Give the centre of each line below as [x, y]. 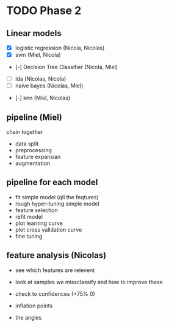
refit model [29, 216]
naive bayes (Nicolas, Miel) [49, 86]
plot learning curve [39, 223]
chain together [25, 132]
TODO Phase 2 [44, 11]
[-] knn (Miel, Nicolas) [43, 98]
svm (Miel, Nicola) [38, 55]
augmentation [33, 163]
